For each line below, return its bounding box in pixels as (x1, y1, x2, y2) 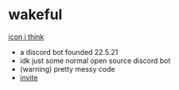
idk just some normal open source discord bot (19, 56, 171, 65)
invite (19, 72, 38, 82)
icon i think (8, 32, 45, 41)
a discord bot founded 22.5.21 (19, 47, 119, 57)
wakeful (8, 6, 63, 24)
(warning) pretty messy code (19, 64, 115, 73)
